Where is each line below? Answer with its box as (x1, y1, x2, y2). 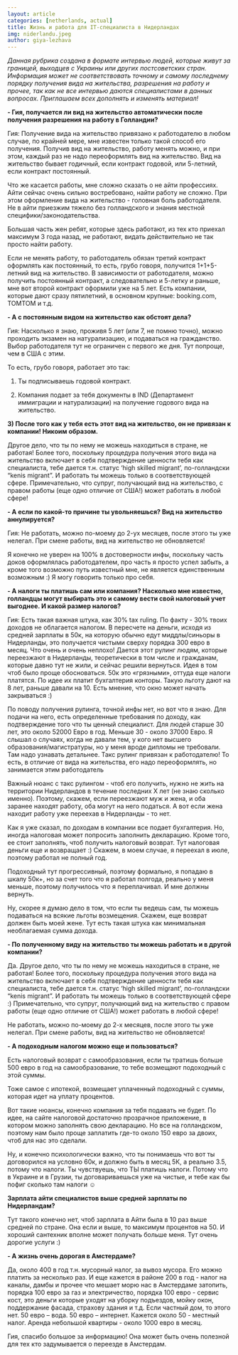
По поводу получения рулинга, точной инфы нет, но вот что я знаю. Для (7, 705, 227, 713)
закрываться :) (7, 691, 53, 700)
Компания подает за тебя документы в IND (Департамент (17, 390, 194, 399)
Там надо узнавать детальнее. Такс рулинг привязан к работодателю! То (7, 750, 229, 759)
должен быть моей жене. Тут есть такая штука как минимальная (7, 919, 206, 928)
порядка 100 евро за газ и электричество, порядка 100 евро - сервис (7, 1288, 220, 1297)
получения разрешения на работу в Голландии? (7, 115, 158, 124)
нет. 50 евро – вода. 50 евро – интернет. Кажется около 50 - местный (7, 1311, 220, 1319)
